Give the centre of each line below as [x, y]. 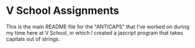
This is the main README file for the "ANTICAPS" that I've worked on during [98, 27]
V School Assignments [63, 11]
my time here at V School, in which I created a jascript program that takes [95, 32]
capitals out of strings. [33, 39]
